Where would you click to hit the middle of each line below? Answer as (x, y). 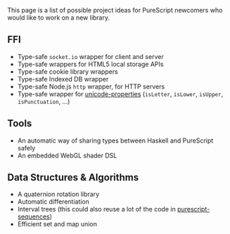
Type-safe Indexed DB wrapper (63, 79)
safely (26, 148)
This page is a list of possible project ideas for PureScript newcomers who (115, 10)
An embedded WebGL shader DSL (67, 155)
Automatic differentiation (53, 202)
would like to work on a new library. (59, 18)
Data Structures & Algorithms (73, 177)
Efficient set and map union (57, 224)
